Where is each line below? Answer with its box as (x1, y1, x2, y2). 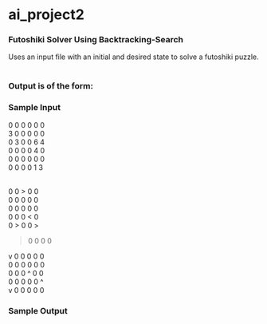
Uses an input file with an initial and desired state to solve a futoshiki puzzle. (8, 52, 259, 61)
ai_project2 (8, 6, 85, 24)
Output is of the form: (8, 81, 94, 92)
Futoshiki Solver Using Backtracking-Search (8, 34, 184, 45)
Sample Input (8, 102, 61, 113)
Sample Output (8, 305, 68, 316)
